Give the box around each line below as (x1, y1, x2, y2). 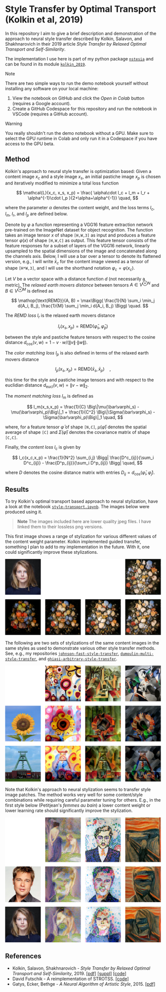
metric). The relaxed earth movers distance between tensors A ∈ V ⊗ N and (5, 281, 160, 288)
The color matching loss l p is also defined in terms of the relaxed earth (5, 350, 149, 357)
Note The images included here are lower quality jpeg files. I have (17, 519, 152, 525)
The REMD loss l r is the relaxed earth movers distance (5, 312, 115, 319)
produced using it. (5, 509, 42, 515)
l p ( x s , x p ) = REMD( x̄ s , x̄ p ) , (55, 366, 111, 373)
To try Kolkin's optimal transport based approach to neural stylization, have (5, 498, 158, 504)
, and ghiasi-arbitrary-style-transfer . (36, 655, 118, 661)
